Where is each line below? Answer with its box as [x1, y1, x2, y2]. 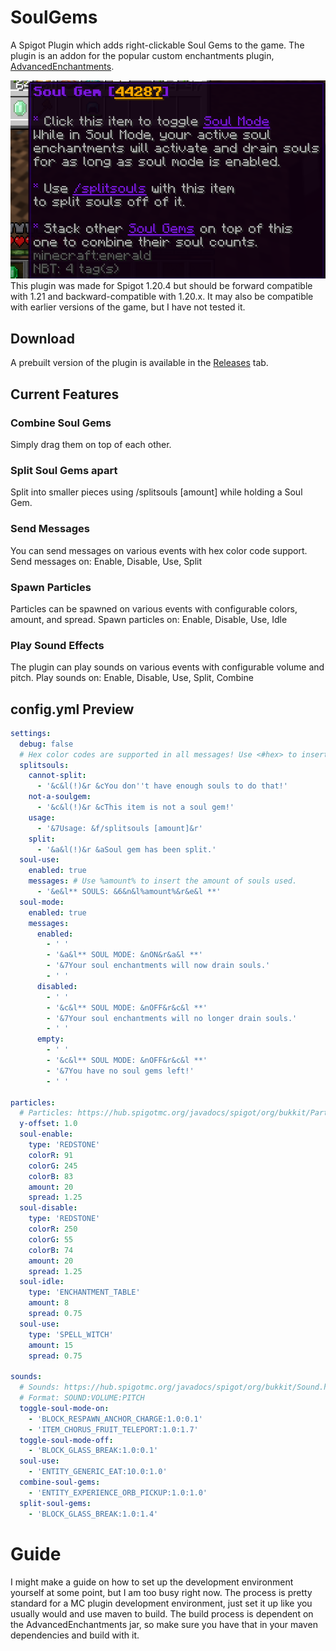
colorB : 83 [28, 1171, 74, 1181]
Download [10, 330, 75, 347]
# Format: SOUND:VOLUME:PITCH [19, 1393, 145, 1403]
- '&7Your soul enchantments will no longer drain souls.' [46, 1013, 298, 1023]
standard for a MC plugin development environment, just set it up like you [10, 1597, 313, 1609]
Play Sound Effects [10, 638, 105, 652]
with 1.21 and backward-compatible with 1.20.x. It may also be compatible [10, 291, 314, 303]
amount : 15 [28, 1340, 74, 1350]
